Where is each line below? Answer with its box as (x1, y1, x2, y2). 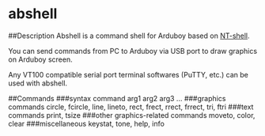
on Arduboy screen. (8, 55, 73, 64)
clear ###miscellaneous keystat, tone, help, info (8, 119, 165, 128)
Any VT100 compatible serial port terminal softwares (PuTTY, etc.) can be (8, 70, 249, 79)
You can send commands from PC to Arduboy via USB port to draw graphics (8, 46, 258, 55)
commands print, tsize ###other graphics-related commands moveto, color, (8, 110, 256, 119)
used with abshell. (8, 78, 68, 88)
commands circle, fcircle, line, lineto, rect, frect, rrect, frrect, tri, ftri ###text (8, 102, 254, 111)
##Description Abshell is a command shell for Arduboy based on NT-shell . (8, 31, 251, 40)
